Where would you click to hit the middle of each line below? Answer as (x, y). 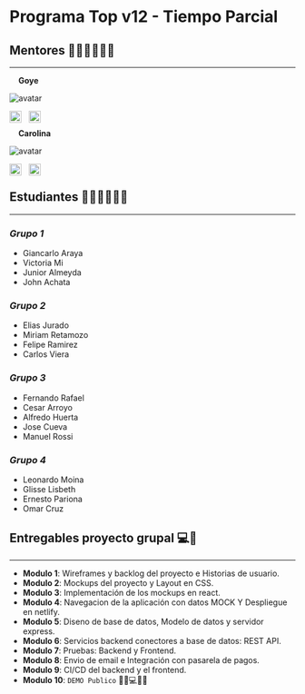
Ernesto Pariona (53, 499)
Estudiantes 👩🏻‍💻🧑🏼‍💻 (69, 197)
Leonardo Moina (53, 480)
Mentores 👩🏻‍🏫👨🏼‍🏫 (62, 50)
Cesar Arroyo (47, 407)
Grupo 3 (28, 378)
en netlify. (41, 611)
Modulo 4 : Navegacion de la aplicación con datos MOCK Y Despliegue (155, 602)
